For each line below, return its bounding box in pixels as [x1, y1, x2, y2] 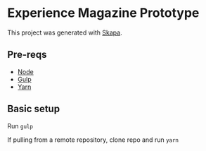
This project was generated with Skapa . [7, 28, 122, 37]
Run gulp [7, 121, 34, 130]
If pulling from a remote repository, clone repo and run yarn [7, 135, 179, 144]
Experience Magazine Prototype [7, 5, 200, 21]
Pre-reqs [7, 49, 47, 61]
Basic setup [7, 103, 60, 115]
